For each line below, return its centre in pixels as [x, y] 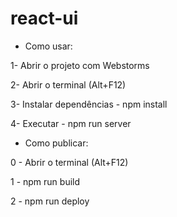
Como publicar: [56, 143]
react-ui [44, 18]
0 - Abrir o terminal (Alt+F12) [69, 162]
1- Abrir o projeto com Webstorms [80, 65]
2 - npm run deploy [50, 201]
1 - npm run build [45, 181]
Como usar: [48, 46]
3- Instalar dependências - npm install [89, 104]
